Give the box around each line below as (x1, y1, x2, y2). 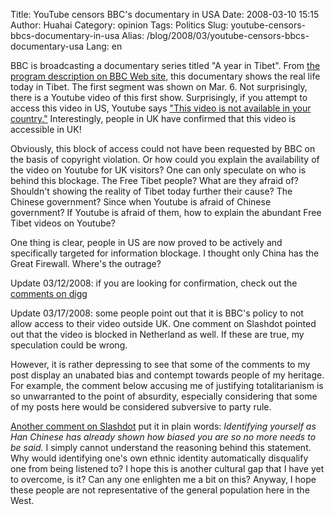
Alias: (121, 30, 145, 41)
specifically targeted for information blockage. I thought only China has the (10, 247, 320, 259)
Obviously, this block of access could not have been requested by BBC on (10, 143, 316, 154)
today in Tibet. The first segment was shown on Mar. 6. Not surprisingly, (10, 81, 308, 93)
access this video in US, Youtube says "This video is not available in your (10, 102, 312, 114)
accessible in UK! (10, 124, 82, 135)
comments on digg (10, 288, 88, 299)
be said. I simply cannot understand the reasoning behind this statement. (10, 442, 312, 453)
